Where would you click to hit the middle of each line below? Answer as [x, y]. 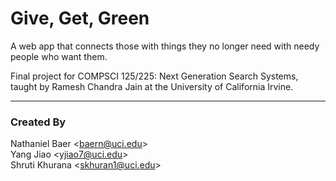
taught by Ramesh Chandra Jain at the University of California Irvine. [152, 86]
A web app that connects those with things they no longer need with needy [165, 46]
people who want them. [59, 56]
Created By [38, 122]
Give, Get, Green [80, 18]
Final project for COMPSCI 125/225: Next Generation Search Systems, [154, 76]
